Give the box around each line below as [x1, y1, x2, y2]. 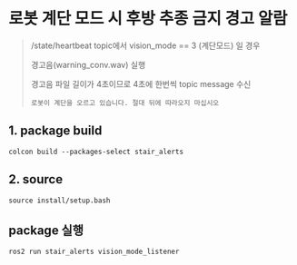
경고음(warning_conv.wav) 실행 [30, 59, 146, 70]
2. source [8, 172, 64, 187]
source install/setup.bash [8, 196, 111, 205]
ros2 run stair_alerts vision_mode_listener [8, 247, 180, 257]
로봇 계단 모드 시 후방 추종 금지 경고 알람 [8, 8, 288, 29]
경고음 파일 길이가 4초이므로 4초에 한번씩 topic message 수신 [30, 78, 252, 89]
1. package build [8, 123, 103, 139]
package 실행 [8, 222, 84, 238]
